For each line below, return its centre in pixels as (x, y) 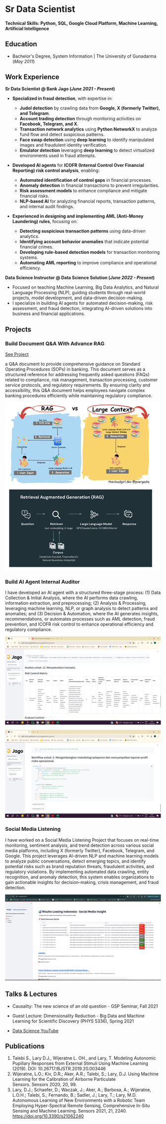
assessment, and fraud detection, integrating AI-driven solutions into (82, 309)
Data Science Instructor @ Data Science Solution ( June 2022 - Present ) (80, 278)
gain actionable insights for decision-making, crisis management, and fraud (82, 882)
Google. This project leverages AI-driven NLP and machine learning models (82, 856)
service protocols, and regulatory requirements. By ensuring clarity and (78, 385)
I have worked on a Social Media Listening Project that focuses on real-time (82, 840)
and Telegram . (35, 113)
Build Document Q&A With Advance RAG (55, 343)
